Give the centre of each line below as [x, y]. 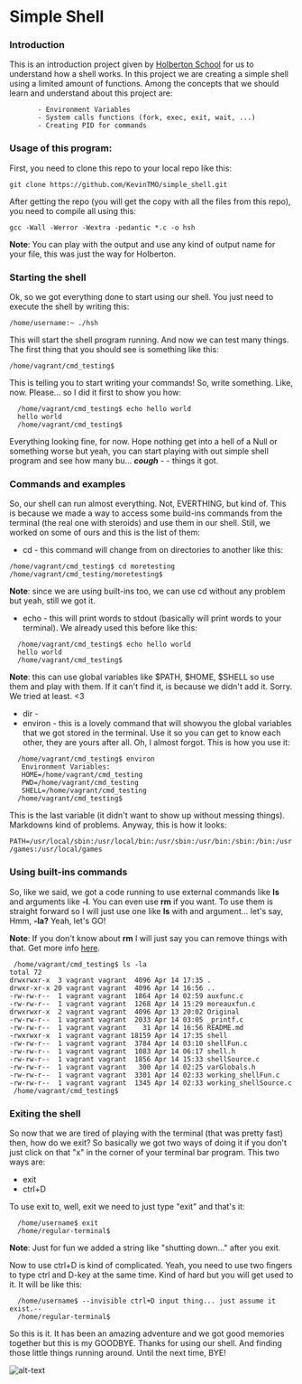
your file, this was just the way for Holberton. [93, 254]
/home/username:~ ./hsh [54, 323]
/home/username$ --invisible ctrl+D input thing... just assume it [147, 1301]
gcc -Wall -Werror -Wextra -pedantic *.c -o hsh [102, 228]
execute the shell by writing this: [69, 307]
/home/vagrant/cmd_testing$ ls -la [80, 964]
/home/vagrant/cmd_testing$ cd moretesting [92, 566]
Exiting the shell [45, 1113]
